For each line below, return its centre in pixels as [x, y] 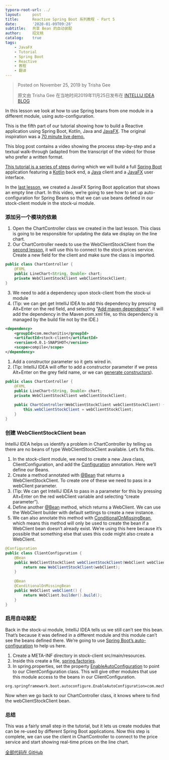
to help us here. [50, 646]
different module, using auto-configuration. [50, 116]
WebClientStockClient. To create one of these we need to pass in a [82, 480]
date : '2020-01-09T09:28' [39, 24]
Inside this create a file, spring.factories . [54, 661]
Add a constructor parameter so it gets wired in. [62, 361]
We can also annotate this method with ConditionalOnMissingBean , [82, 518]
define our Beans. [31, 470]
